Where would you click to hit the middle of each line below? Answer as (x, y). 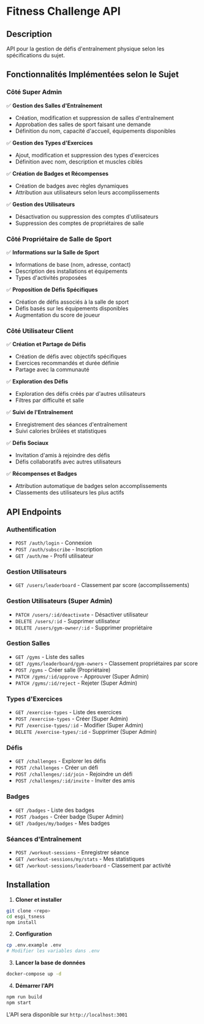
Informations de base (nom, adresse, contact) (73, 264)
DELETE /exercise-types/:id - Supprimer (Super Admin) (86, 732)
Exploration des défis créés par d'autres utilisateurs (80, 394)
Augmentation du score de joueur (58, 315)
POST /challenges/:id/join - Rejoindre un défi (74, 774)
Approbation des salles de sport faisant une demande (83, 124)
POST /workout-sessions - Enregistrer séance (72, 853)
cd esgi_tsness (26, 916)
